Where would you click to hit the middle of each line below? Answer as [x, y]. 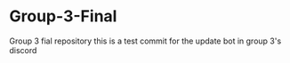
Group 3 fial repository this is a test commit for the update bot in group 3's [145, 41]
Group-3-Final [63, 16]
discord [23, 50]
